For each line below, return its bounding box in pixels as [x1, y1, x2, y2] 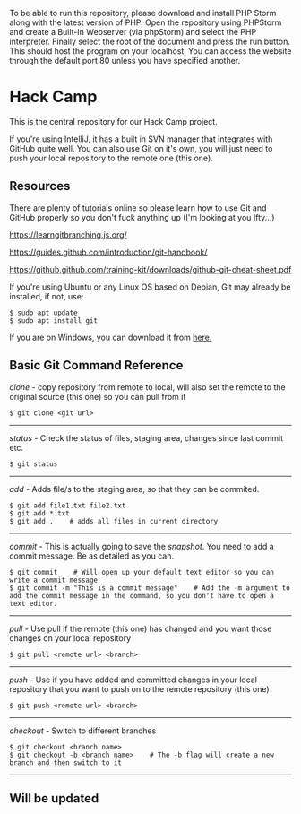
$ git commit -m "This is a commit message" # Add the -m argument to [9, 583, 291, 593]
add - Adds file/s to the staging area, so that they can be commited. [9, 483, 260, 494]
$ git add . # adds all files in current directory [9, 516, 219, 525]
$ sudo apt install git [9, 316, 99, 325]
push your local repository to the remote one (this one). [9, 152, 213, 163]
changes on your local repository [9, 632, 132, 644]
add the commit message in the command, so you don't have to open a [9, 591, 275, 600]
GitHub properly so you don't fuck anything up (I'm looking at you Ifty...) [9, 212, 275, 222]
